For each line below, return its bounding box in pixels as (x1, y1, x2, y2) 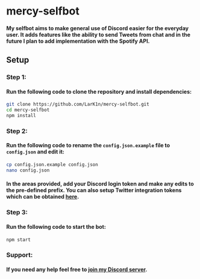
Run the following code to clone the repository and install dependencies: (6, 88, 192, 95)
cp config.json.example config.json (6, 162, 98, 168)
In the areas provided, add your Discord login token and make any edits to (6, 180, 194, 188)
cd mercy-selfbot (6, 107, 50, 113)
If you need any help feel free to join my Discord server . (6, 266, 148, 273)
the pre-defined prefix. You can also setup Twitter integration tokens (6, 187, 182, 194)
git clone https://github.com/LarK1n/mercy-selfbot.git (6, 101, 149, 107)
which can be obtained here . (6, 193, 80, 200)
